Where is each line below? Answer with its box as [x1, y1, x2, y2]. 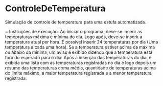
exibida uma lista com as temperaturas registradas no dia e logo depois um [5, 60, 157, 65]
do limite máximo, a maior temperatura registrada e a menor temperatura [5, 70, 152, 76]
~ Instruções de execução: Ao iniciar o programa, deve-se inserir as [5, 28, 142, 34]
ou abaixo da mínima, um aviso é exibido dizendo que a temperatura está [5, 49, 153, 55]
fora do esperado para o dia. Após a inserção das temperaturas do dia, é [5, 54, 152, 60]
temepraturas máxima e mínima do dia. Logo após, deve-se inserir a [5, 34, 143, 40]
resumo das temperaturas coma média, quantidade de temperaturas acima [5, 64, 156, 71]
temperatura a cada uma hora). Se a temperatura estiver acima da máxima [5, 44, 155, 50]
